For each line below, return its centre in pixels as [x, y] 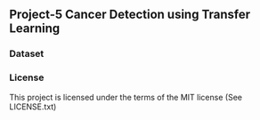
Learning [35, 29]
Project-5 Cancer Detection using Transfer [130, 15]
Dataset [27, 54]
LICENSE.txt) [33, 107]
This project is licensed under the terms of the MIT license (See [126, 97]
